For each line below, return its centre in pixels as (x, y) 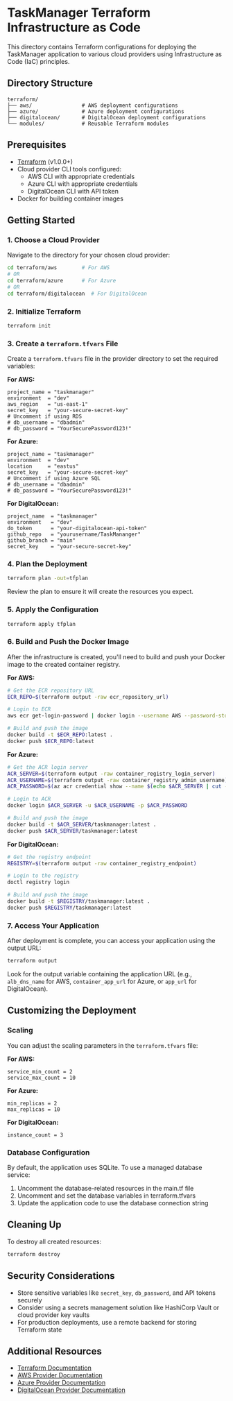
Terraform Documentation (54, 1368)
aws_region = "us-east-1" (48, 405)
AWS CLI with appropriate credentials (81, 176)
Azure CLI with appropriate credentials (83, 184)
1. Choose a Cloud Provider (53, 239)
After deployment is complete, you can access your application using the (112, 941)
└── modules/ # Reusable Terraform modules (88, 124)
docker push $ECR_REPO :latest (51, 741)
